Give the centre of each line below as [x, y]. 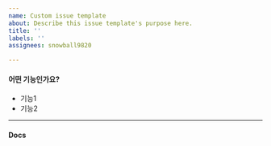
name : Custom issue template [57, 16]
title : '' [25, 30]
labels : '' [27, 38]
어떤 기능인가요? [34, 79]
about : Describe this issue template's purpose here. [101, 23]
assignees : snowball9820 [50, 46]
